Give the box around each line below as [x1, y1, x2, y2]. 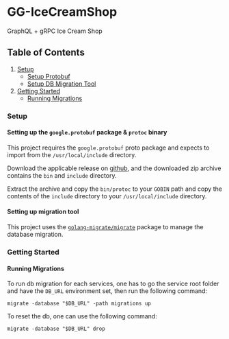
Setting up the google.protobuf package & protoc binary [7, 128, 167, 137]
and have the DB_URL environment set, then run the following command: [7, 287, 207, 295]
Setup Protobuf [27, 72, 70, 80]
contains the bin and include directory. [7, 171, 118, 179]
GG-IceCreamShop [7, 4, 118, 20]
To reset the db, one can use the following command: [7, 312, 157, 320]
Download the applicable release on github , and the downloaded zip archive [7, 164, 221, 172]
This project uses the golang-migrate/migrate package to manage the [7, 223, 204, 231]
